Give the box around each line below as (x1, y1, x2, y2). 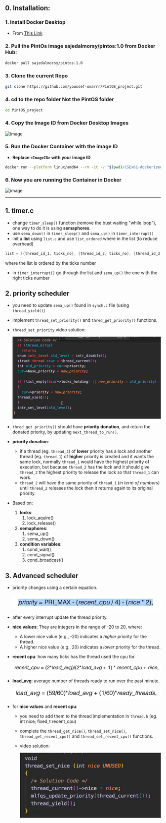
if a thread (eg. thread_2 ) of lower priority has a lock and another (19, 448, 152, 454)
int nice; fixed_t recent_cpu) (19, 718, 77, 724)
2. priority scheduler (5, 290, 70, 298)
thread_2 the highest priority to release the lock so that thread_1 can (19, 470, 159, 475)
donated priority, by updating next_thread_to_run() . (12, 429, 119, 435)
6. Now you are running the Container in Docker (5, 176, 122, 183)
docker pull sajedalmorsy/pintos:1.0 (5, 60, 83, 65)
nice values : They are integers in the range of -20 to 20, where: (12, 624, 142, 630)
